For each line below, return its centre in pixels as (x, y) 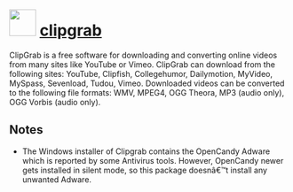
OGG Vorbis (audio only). (55, 102)
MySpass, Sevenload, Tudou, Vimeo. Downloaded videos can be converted (147, 83)
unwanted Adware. (56, 179)
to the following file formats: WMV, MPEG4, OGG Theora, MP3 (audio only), (147, 92)
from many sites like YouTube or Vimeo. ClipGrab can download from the (143, 64)
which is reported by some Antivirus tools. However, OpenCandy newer (153, 160)
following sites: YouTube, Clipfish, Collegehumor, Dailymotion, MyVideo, (141, 73)
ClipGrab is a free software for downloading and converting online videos (143, 55)
